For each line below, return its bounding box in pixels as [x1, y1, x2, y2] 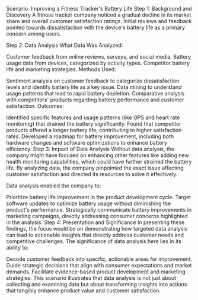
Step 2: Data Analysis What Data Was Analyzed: [6, 42, 123, 49]
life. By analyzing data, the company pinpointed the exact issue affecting [6, 164, 184, 171]
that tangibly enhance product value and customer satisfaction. [6, 287, 161, 294]
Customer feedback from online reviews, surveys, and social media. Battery [6, 53, 191, 60]
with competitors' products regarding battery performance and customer [6, 96, 184, 103]
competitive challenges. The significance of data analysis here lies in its [6, 238, 182, 245]
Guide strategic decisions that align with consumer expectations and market [6, 262, 192, 269]
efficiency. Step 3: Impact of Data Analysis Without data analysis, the [6, 145, 175, 152]
